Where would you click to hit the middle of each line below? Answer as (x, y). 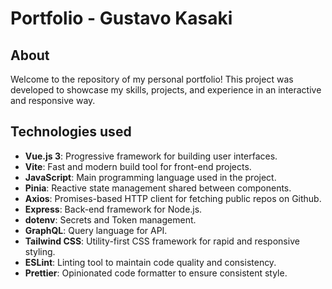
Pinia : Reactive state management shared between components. (158, 188)
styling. (40, 251)
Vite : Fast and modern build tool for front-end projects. (138, 166)
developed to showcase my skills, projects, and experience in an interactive (166, 90)
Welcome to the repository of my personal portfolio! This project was (152, 79)
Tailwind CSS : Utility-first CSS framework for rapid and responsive (162, 241)
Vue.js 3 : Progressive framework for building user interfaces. (151, 156)
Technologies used (71, 132)
